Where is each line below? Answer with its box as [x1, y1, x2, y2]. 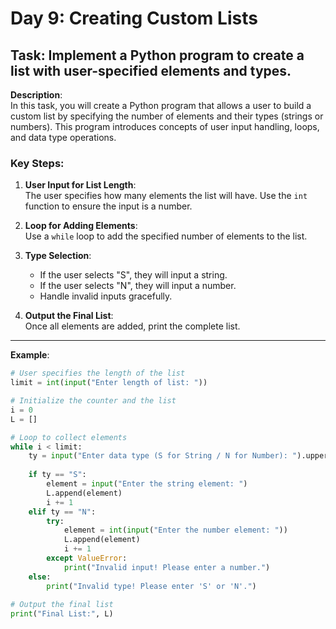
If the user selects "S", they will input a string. [39, 269, 228, 281]
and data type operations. [10, 132, 117, 143]
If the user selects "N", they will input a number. [39, 280, 237, 292]
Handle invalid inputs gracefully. [39, 290, 173, 302]
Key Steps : [10, 156, 65, 170]
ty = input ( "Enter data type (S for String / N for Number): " [28, 451, 298, 461]
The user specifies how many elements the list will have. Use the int [24, 190, 308, 202]
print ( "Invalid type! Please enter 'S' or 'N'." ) [46, 581, 257, 591]
